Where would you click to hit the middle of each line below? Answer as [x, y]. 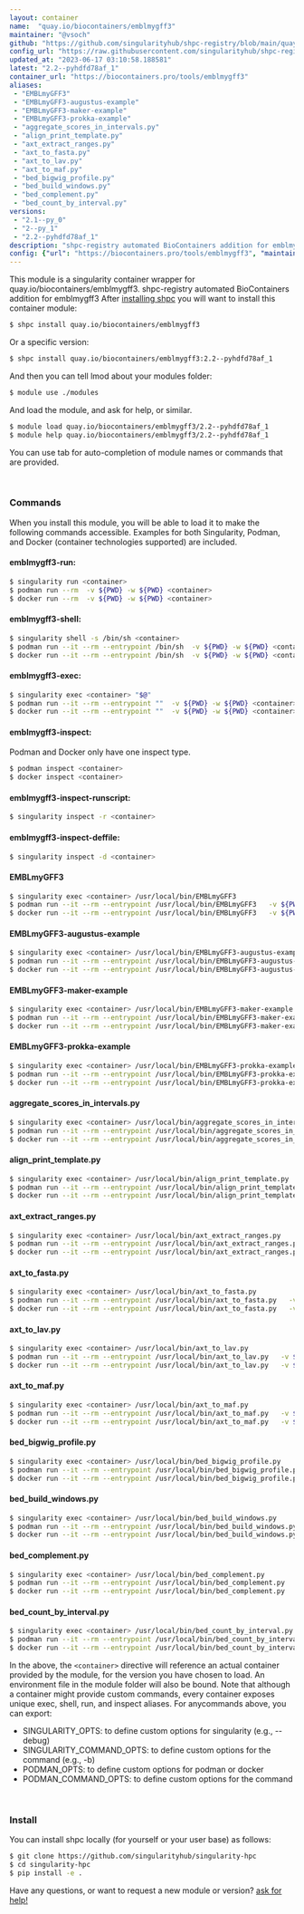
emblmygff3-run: [43, 563]
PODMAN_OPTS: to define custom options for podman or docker [143, 1769]
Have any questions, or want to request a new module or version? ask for [146, 1890]
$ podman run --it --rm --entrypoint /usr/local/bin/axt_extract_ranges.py [155, 1244]
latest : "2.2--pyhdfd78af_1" [64, 69]
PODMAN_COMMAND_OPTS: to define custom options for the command [157, 1779]
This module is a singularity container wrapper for [102, 279]
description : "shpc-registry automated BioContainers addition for [139, 245]
